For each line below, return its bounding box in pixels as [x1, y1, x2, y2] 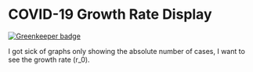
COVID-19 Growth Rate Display [8, 5, 213, 23]
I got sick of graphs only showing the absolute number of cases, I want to [8, 46, 245, 56]
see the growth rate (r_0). [8, 55, 90, 64]
